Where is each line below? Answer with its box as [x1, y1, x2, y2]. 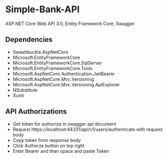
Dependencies [5, 35, 53, 44]
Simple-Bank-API [5, 4, 80, 15]
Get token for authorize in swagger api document [12, 121, 116, 127]
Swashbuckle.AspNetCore [12, 49, 68, 55]
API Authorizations [5, 107, 67, 116]
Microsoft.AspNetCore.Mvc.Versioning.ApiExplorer [12, 81, 120, 87]
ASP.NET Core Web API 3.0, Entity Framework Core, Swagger [5, 20, 135, 27]
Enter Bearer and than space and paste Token [12, 148, 109, 154]
